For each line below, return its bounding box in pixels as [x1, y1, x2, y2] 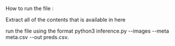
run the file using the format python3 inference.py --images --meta [5, 27, 170, 34]
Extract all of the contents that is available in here [5, 16, 126, 23]
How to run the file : [5, 5, 54, 12]
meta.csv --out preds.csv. [5, 34, 69, 40]
